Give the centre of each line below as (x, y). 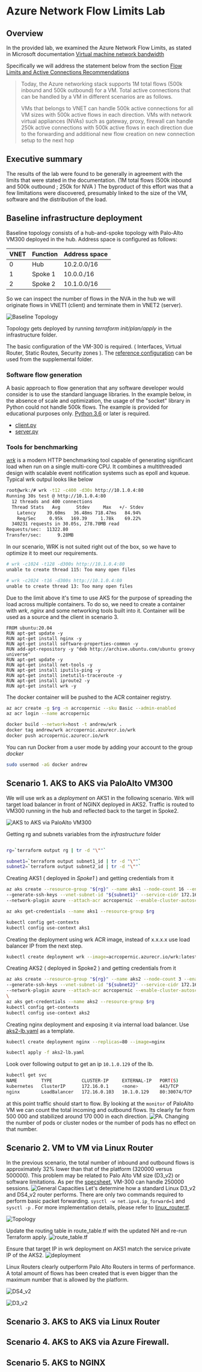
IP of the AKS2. (25, 1255)
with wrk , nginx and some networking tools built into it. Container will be (96, 610)
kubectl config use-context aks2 (48, 1013)
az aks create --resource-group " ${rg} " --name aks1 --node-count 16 (95, 889)
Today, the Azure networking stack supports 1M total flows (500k (102, 84)
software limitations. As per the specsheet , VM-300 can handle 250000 (95, 1182)
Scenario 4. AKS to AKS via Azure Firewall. (88, 1342)
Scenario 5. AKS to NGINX (56, 1363)
